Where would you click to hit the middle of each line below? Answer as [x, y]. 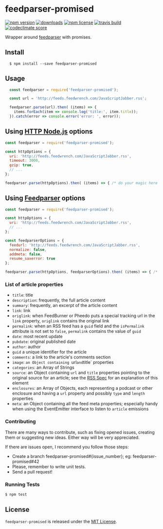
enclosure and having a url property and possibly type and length [78, 394]
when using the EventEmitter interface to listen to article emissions [80, 409]
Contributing [20, 421]
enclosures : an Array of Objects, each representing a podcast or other [82, 388]
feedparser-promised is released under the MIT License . [61, 521]
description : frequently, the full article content [59, 300]
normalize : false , [28, 249]
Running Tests [22, 484]
